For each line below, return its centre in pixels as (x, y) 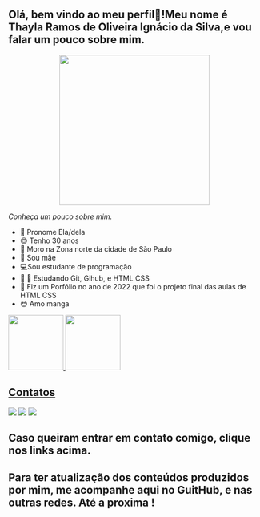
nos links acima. (50, 451)
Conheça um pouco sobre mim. (60, 216)
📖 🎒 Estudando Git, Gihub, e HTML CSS (84, 278)
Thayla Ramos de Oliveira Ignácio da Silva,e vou (130, 28)
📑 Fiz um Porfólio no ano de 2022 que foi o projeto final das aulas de (133, 286)
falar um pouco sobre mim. (77, 40)
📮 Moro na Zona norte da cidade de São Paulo (96, 248)
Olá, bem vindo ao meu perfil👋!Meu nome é (118, 15)
